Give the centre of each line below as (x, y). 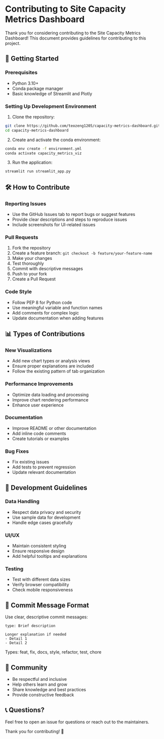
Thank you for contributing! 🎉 (35, 731)
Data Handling (22, 502)
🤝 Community (26, 667)
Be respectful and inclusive (39, 679)
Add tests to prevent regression (44, 467)
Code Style (19, 292)
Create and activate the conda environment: (56, 140)
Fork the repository (31, 248)
